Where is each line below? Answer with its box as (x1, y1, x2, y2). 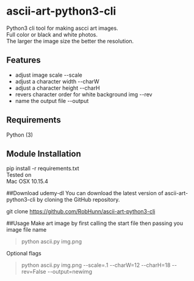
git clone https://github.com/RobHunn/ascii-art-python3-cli (6, 208, 156, 215)
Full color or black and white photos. (6, 30, 98, 38)
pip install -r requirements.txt (6, 165, 79, 172)
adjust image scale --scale (15, 71, 82, 79)
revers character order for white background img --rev (15, 90, 153, 98)
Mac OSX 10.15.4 (6, 178, 49, 185)
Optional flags (6, 250, 41, 257)
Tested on (6, 171, 32, 179)
